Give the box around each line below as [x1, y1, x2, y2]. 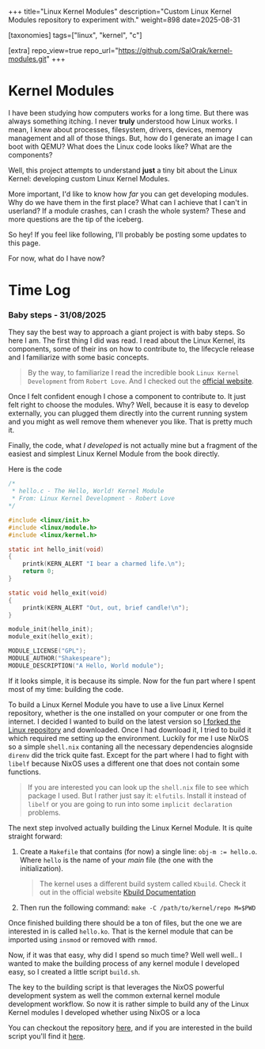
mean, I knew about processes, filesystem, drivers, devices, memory [8, 124, 233, 134]
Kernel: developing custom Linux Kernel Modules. [8, 173, 170, 183]
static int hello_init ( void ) [8, 545, 104, 553]
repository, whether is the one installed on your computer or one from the [8, 708, 248, 717]
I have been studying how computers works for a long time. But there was [8, 108, 249, 117]
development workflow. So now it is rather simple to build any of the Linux [8, 999, 249, 1009]
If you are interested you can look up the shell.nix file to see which [27, 782, 249, 792]
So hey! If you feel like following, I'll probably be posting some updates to [8, 230, 247, 239]
